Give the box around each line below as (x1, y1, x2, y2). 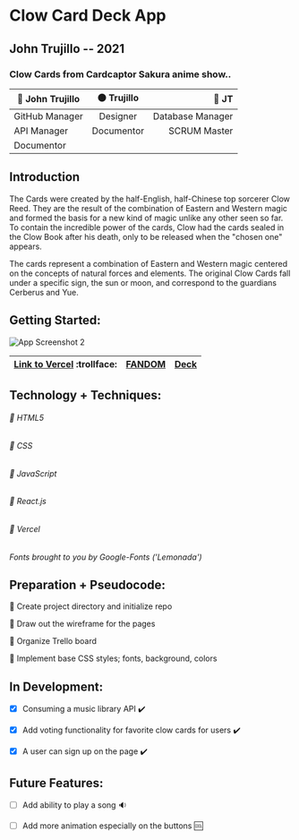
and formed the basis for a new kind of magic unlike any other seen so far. (9, 212, 284, 223)
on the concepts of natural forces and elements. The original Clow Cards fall (9, 268, 291, 279)
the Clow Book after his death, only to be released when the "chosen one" (9, 231, 283, 242)
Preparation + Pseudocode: (9, 577, 166, 592)
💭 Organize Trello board (9, 636, 97, 647)
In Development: (9, 679, 104, 694)
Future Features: (9, 776, 104, 791)
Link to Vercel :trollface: (13, 357, 118, 370)
